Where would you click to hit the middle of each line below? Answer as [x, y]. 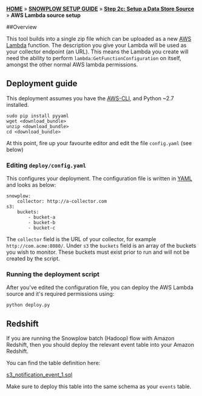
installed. [18, 104]
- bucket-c [42, 228]
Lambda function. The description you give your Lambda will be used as [96, 45]
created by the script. [33, 259]
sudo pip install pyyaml [38, 116]
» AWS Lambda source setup [43, 15]
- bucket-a [42, 217]
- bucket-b [42, 223]
